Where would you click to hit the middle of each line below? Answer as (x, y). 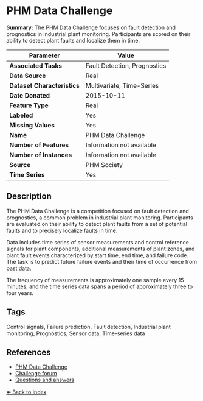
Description (29, 197)
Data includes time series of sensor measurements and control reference (98, 242)
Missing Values (32, 125)
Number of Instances (41, 155)
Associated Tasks (36, 66)
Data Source (28, 76)
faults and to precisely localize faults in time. (62, 230)
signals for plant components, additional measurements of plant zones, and (101, 249)
